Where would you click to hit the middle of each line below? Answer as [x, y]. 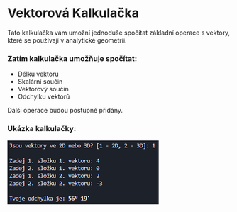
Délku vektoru [38, 74]
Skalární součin [40, 82]
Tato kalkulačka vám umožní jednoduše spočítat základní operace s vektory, [119, 33]
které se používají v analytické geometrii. [67, 40]
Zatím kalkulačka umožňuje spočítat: [72, 58]
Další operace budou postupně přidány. [65, 111]
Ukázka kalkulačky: [42, 129]
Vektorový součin [43, 89]
